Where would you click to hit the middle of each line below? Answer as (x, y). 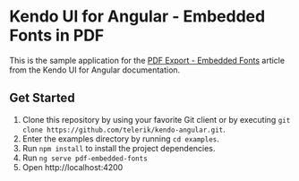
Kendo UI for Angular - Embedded (137, 17)
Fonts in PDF (57, 35)
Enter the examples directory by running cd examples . (120, 138)
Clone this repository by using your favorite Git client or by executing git (156, 119)
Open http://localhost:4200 (73, 167)
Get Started (42, 98)
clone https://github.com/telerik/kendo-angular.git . (124, 129)
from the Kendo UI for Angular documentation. (95, 70)
